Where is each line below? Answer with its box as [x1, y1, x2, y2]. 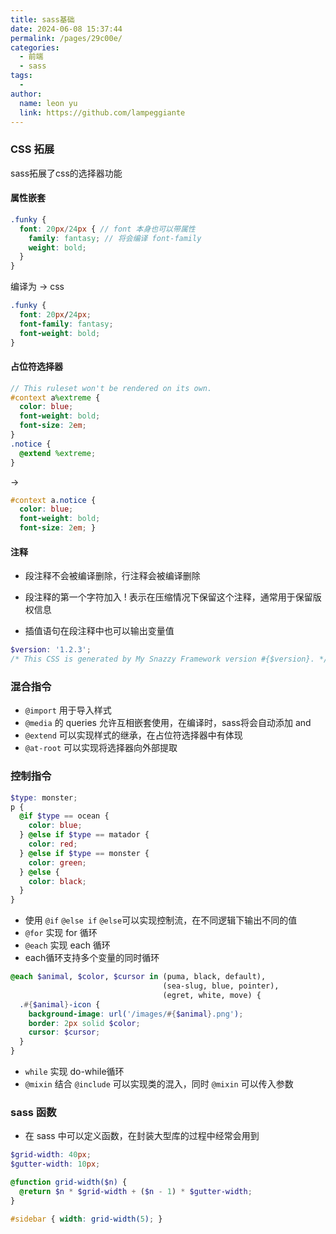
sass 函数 [10, 1105, 57, 1119]
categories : [10, 42, 60, 53]
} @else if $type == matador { [19, 830, 150, 840]
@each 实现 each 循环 [24, 939, 111, 951]
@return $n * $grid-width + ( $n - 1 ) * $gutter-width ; [19, 1186, 253, 1196]
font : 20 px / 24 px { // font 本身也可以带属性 [19, 224, 196, 234]
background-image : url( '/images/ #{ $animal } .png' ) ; [28, 1009, 244, 1019]
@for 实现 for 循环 [24, 927, 98, 939]
